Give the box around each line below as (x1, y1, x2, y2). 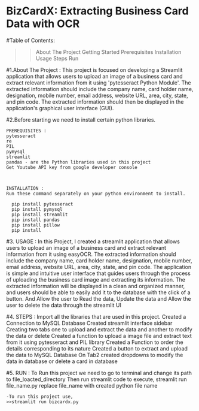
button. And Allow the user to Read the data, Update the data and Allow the (6, 295, 191, 302)
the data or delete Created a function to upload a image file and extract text (6, 332, 192, 339)
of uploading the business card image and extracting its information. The (6, 276, 185, 283)
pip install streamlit (11, 211, 68, 217)
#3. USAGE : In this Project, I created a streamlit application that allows (6, 238, 180, 245)
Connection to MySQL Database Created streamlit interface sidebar (6, 319, 173, 327)
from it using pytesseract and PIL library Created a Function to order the (6, 339, 183, 346)
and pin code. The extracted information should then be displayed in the (6, 98, 184, 105)
